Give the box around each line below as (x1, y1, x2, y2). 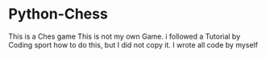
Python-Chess (8, 5, 109, 23)
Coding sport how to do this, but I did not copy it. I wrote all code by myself (8, 39, 258, 49)
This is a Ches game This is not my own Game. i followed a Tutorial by (8, 31, 241, 41)
